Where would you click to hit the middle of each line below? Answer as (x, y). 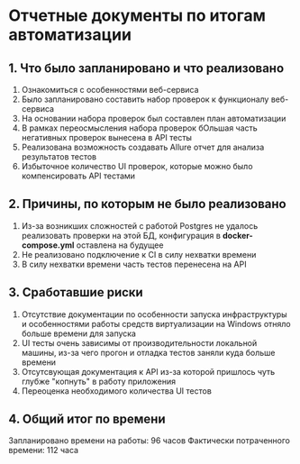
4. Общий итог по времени (87, 419)
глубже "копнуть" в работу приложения (99, 381)
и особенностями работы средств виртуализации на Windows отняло (156, 323)
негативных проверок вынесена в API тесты (107, 137)
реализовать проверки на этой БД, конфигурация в (121, 235)
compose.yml (48, 245)
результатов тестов (59, 157)
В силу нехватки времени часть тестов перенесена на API (134, 264)
